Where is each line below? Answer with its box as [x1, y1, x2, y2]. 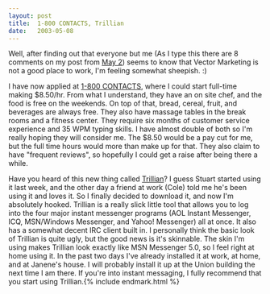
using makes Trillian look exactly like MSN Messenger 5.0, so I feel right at [8, 242, 255, 252]
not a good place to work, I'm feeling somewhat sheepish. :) [8, 66, 207, 76]
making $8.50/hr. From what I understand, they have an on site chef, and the [8, 90, 263, 100]
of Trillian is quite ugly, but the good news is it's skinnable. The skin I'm [8, 234, 245, 244]
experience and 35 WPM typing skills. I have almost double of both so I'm [8, 124, 253, 134]
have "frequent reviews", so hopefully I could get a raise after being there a [8, 150, 258, 159]
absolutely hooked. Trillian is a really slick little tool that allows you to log [8, 200, 249, 209]
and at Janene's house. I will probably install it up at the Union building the [8, 259, 255, 270]
